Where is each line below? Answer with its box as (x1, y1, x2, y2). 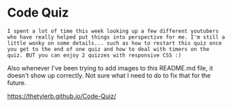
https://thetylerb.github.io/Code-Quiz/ (7, 92, 117, 100)
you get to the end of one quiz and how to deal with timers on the (7, 46, 210, 52)
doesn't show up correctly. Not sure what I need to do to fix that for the (7, 71, 211, 79)
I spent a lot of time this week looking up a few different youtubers (7, 28, 219, 35)
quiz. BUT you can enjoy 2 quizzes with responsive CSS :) (7, 52, 182, 59)
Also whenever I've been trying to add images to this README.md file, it (7, 64, 213, 72)
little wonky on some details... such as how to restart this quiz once (7, 39, 222, 46)
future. (7, 78, 26, 87)
